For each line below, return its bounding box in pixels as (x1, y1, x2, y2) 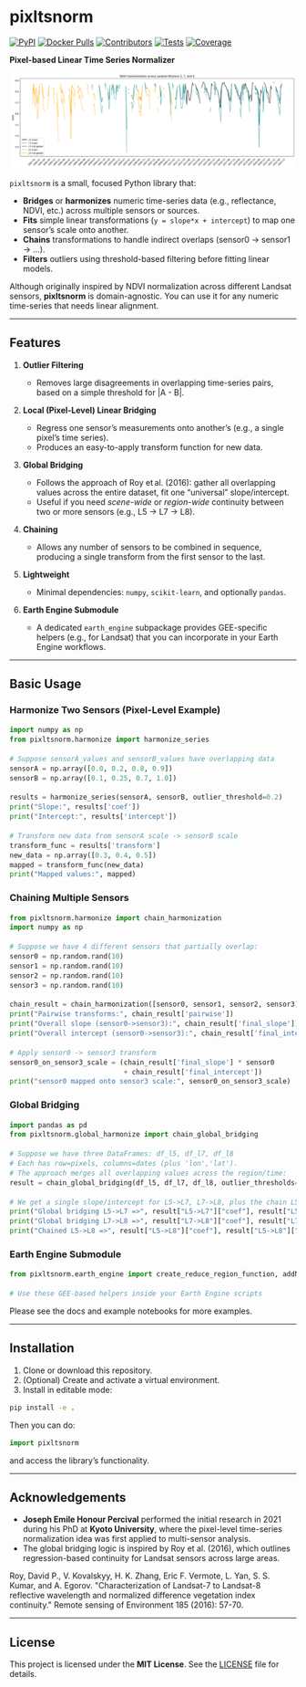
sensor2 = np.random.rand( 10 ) (9, 970, 125, 980)
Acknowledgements (9, 1490, 127, 1505)
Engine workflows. (36, 641, 107, 652)
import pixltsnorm (9, 1438, 79, 1448)
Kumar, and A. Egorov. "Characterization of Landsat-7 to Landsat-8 (9, 1580, 261, 1591)
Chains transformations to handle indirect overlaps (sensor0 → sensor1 (22, 234, 291, 245)
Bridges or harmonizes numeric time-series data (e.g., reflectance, (22, 194, 277, 206)
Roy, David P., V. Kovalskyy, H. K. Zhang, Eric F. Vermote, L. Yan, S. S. (9, 1570, 270, 1581)
